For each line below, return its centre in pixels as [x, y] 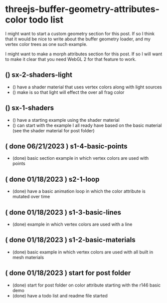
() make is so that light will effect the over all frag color [68, 92]
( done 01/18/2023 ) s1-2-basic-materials [70, 240]
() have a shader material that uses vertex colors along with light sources [87, 87]
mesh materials [28, 257]
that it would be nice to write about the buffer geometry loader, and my [78, 39]
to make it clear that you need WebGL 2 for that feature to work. [71, 59]
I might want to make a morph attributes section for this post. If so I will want [84, 54]
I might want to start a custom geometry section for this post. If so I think [80, 33]
